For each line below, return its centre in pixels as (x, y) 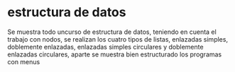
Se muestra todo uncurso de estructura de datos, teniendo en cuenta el (112, 32)
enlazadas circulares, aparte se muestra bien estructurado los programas (115, 54)
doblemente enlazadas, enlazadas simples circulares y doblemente (105, 47)
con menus (24, 61)
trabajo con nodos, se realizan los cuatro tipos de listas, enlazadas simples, (118, 39)
